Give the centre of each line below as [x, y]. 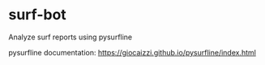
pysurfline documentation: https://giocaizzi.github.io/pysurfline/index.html [132, 52]
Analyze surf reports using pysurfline [71, 37]
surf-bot [37, 15]
